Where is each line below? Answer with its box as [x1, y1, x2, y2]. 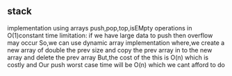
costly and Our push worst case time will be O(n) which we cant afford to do [7, 60, 226, 68]
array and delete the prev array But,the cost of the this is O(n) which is [7, 53, 209, 61]
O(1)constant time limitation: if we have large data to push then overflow [7, 31, 213, 39]
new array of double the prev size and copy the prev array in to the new [7, 46, 213, 54]
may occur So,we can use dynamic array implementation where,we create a [7, 38, 225, 47]
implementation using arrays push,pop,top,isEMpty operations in [7, 23, 192, 32]
